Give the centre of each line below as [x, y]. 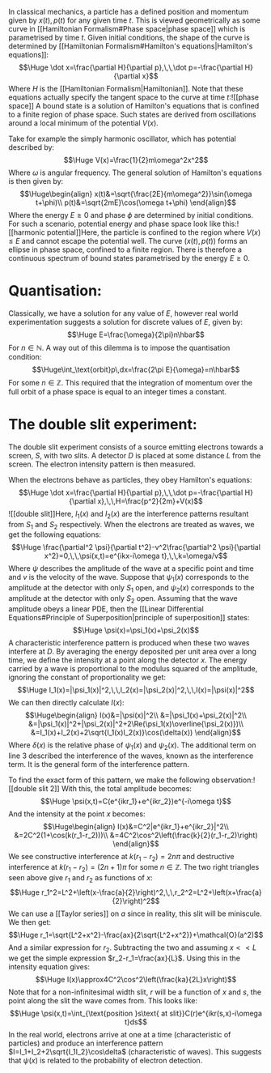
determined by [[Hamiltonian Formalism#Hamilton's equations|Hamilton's [131, 46]
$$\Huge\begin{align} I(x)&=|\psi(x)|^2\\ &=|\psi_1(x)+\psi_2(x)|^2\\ [136, 715]
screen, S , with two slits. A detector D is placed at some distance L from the [135, 455]
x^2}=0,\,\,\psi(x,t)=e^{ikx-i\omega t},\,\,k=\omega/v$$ [136, 556]
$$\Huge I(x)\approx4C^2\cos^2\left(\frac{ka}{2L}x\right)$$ [136, 979]
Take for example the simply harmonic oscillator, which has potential [123, 138]
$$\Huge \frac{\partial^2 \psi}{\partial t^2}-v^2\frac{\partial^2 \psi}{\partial [136, 547]
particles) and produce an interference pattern [86, 1043]
